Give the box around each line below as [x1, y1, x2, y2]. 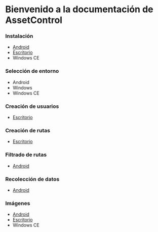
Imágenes [5, 199, 30, 207]
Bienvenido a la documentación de [5, 4, 153, 15]
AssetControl [5, 14, 62, 26]
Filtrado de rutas [5, 151, 47, 158]
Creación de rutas [5, 127, 51, 134]
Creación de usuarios [5, 103, 59, 110]
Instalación [5, 33, 33, 40]
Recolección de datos [5, 176, 60, 183]
